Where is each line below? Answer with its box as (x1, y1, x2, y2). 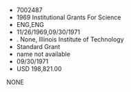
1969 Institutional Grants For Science (16, 13, 121, 21)
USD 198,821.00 (16, 65, 62, 73)
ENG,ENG (16, 21, 44, 28)
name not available (16, 50, 70, 58)
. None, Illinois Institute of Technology (16, 35, 125, 44)
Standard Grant (16, 43, 60, 50)
